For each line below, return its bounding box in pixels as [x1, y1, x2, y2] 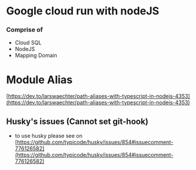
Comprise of [6, 26, 43, 34]
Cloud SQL [14, 39, 42, 46]
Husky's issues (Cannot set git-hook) [6, 116, 149, 126]
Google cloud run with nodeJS [6, 4, 160, 18]
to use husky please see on [14, 132, 82, 139]
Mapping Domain [14, 52, 57, 59]
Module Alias [6, 73, 73, 86]
